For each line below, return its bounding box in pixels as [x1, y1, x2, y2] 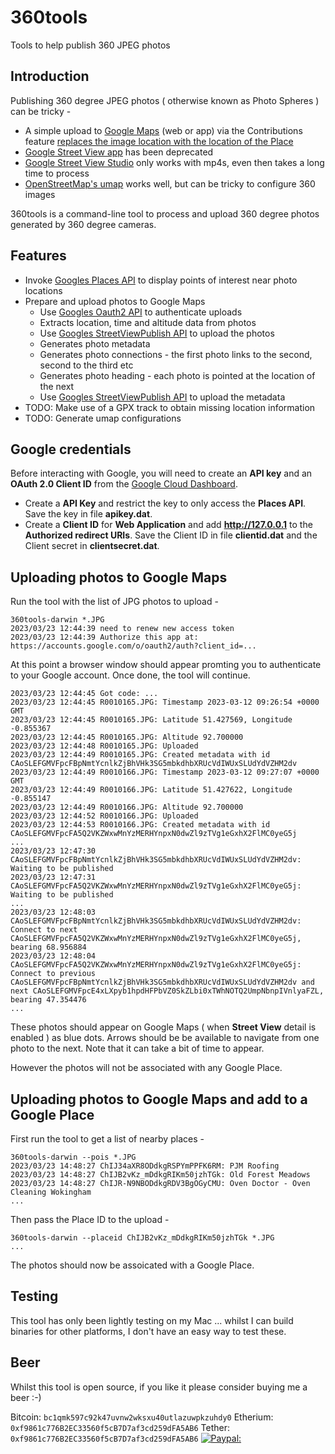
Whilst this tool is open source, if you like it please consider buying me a [10, 1381, 308, 1393]
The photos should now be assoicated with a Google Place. [10, 1259, 255, 1271]
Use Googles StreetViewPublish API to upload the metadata [39, 391, 286, 403]
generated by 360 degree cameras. [10, 218, 157, 230]
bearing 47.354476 [10, 995, 87, 1005]
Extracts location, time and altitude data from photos [39, 316, 257, 328]
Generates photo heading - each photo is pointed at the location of [39, 369, 316, 381]
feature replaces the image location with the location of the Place [24, 135, 294, 147]
